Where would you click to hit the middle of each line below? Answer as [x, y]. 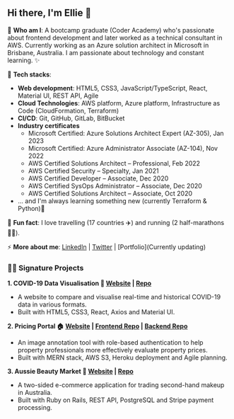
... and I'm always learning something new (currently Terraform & [112, 201]
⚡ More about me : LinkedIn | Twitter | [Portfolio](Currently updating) [107, 247]
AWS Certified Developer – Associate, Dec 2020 [98, 178]
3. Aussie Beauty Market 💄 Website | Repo [71, 372]
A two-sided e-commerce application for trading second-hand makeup [121, 385]
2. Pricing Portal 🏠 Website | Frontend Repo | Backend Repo [98, 326]
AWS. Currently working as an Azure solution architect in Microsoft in [108, 45]
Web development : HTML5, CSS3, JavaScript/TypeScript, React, [112, 88]
